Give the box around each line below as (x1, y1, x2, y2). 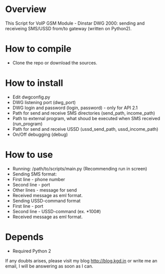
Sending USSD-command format (12, 198, 81, 204)
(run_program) (12, 121, 43, 127)
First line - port (12, 203, 44, 209)
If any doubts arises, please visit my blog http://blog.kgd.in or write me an (5, 257, 157, 263)
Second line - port (12, 181, 50, 188)
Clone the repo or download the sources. (12, 59, 98, 66)
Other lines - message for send (12, 187, 77, 193)
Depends (5, 231, 44, 242)
